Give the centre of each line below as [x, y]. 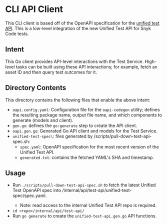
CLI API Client [34, 9]
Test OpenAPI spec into [37, 190]
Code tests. [17, 33]
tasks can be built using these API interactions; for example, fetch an [86, 66]
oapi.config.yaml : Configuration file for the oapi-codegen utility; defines [86, 109]
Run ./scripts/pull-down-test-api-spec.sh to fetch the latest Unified [84, 185]
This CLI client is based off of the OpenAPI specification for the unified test [82, 23]
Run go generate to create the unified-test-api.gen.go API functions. [84, 216]
